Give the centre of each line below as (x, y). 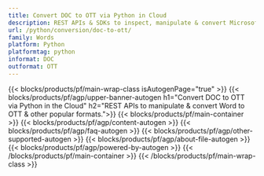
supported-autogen (40, 139)
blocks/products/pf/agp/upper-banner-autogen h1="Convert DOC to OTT (126, 97)
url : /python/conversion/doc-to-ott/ (70, 30)
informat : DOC (31, 60)
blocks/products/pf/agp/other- (203, 130)
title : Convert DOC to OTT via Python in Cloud (88, 15)
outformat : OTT (33, 67)
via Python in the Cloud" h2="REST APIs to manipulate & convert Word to (126, 105)
